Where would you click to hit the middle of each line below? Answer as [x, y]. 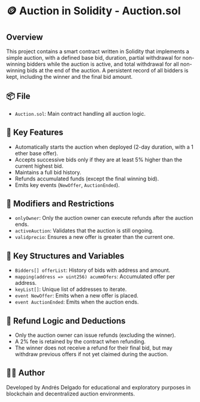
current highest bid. [39, 166]
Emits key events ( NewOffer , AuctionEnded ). [67, 185]
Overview [25, 37]
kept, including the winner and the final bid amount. [70, 77]
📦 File [19, 96]
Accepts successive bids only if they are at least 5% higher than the [99, 159]
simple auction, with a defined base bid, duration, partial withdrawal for [94, 58]
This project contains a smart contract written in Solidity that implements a [98, 51]
